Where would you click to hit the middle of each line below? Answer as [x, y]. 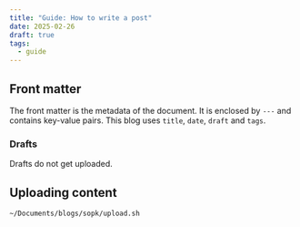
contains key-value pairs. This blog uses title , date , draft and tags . [138, 120]
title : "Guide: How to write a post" [81, 18]
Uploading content [63, 192]
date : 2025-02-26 [42, 26]
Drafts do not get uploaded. [61, 164]
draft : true [32, 35]
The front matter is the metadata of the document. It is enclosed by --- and [150, 110]
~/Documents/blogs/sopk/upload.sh [75, 214]
